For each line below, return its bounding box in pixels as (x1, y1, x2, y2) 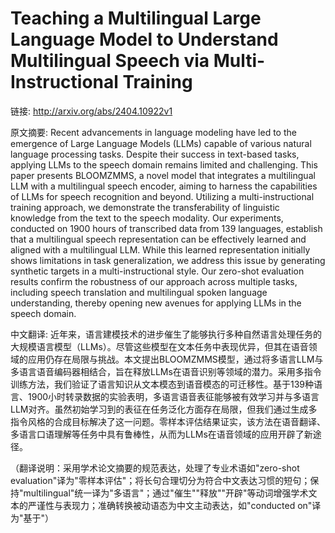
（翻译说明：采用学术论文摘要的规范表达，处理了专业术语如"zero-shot (10, 462, 300, 474)
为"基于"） (10, 512, 55, 524)
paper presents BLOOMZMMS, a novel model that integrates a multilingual (10, 169, 316, 181)
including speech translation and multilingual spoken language (10, 286, 268, 298)
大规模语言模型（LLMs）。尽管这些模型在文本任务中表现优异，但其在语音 (10, 340, 309, 352)
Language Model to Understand (10, 28, 279, 51)
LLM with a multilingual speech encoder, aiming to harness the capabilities (10, 180, 318, 192)
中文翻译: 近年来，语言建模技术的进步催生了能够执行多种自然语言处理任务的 (10, 328, 322, 340)
